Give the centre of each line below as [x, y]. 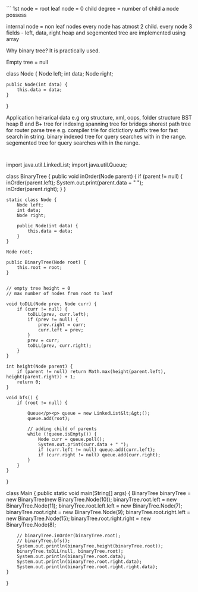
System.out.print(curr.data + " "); [83, 444]
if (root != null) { [42, 403]
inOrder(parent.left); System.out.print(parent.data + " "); [75, 183]
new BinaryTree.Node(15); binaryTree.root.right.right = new [79, 518]
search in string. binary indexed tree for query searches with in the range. [96, 137]
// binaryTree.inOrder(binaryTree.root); [69, 535]
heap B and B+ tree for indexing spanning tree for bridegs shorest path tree [99, 124]
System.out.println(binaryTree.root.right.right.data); [88, 567]
